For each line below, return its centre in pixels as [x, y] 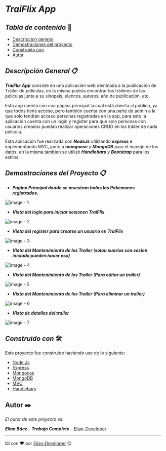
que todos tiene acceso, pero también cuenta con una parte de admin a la [80, 111]
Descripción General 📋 [41, 71]
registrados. [25, 193]
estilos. [12, 157]
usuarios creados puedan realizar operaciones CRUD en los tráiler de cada [81, 126]
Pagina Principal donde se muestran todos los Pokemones [73, 187]
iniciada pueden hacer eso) [41, 255]
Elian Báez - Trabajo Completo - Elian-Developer [56, 429]
